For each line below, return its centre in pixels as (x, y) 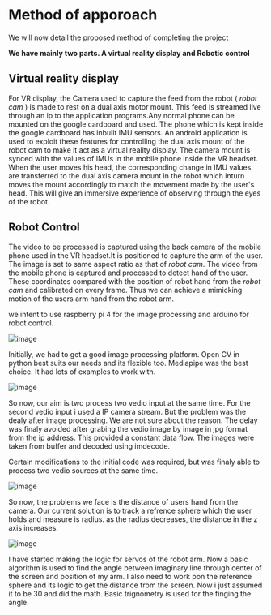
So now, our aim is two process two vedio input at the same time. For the (129, 402)
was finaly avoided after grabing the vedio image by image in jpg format (128, 428)
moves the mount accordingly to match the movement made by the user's (131, 184)
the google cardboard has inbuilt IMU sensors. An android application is (128, 132)
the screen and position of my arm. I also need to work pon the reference (130, 576)
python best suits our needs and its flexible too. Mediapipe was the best (128, 363)
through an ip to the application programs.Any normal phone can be (121, 115)
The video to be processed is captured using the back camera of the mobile (135, 247)
